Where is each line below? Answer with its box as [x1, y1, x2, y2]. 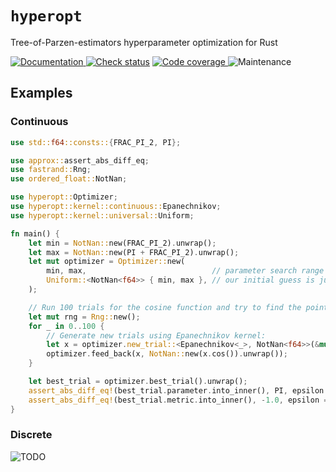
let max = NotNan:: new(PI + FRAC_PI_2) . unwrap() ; [28, 247, 240, 257]
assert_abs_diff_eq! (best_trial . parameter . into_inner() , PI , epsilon [28, 385, 325, 396]
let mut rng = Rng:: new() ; [28, 312, 141, 322]
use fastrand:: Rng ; [10, 165, 92, 175]
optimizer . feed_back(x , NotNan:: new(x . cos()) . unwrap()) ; [46, 349, 288, 359]
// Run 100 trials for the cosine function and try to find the [28, 302, 302, 312]
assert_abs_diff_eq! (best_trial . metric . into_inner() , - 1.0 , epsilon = [28, 395, 329, 405]
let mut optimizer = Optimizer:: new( [28, 257, 186, 267]
